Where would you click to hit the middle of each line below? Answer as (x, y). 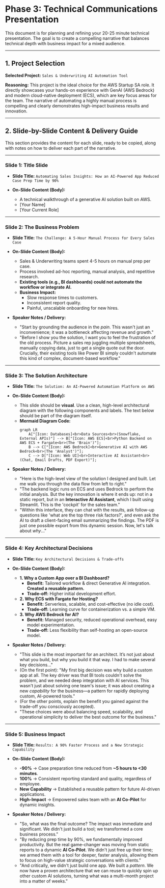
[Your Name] (32, 204)
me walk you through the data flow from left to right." (73, 484)
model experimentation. (51, 625)
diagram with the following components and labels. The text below (87, 410)
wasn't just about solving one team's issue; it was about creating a (87, 685)
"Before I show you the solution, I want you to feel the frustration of (88, 338)
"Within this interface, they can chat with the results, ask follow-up (87, 510)
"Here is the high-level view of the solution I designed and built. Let (88, 479)
